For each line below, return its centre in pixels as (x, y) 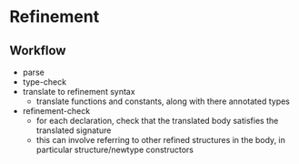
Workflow (38, 51)
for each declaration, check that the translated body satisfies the (157, 121)
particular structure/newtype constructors (115, 149)
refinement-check (56, 111)
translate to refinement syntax (79, 92)
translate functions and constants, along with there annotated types (163, 101)
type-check (44, 82)
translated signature (74, 130)
